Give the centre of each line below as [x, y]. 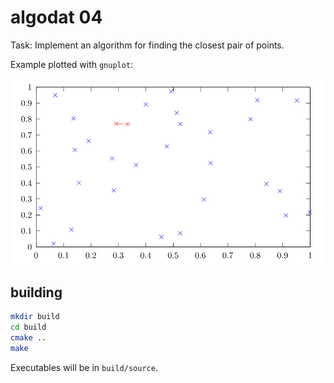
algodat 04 [56, 17]
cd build [28, 327]
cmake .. [28, 337]
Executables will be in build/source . [84, 367]
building [36, 292]
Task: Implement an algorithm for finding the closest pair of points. [147, 45]
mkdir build [35, 317]
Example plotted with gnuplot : [72, 64]
